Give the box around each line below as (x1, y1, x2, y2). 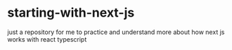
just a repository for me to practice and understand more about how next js (7, 28, 225, 36)
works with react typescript (7, 35, 87, 43)
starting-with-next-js (7, 5, 135, 21)
